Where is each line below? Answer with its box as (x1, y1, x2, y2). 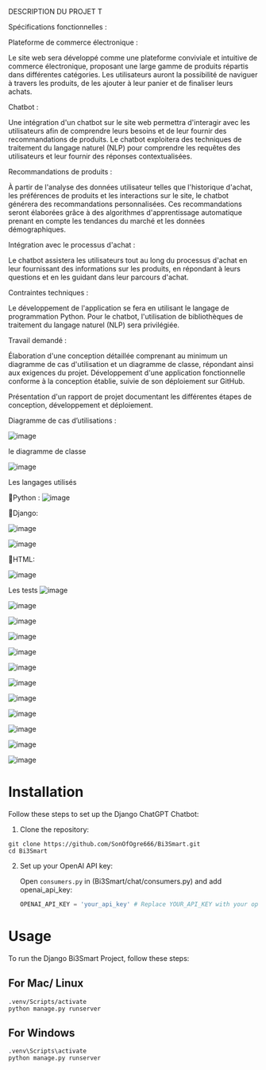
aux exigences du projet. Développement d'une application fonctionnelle (8, 368, 246, 377)
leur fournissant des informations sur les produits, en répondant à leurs (8, 264, 241, 273)
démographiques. (8, 225, 66, 234)
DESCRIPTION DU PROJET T (8, 7, 102, 16)
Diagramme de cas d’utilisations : (8, 416, 117, 425)
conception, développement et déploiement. (8, 400, 153, 409)
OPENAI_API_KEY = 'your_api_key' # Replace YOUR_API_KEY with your (19, 900, 249, 908)
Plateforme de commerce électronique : (8, 37, 139, 47)
